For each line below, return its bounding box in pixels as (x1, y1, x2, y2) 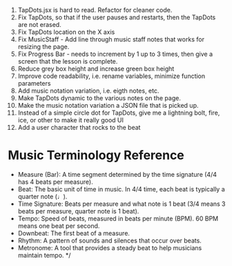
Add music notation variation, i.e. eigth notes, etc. (17, 86, 159, 95)
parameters (17, 79, 51, 87)
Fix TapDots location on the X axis (17, 28, 115, 36)
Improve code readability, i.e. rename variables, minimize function (17, 72, 206, 80)
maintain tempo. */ (17, 251, 71, 259)
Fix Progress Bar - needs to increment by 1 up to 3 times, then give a (17, 50, 213, 58)
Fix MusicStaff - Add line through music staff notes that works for (17, 35, 204, 44)
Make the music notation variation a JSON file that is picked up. (17, 102, 199, 109)
